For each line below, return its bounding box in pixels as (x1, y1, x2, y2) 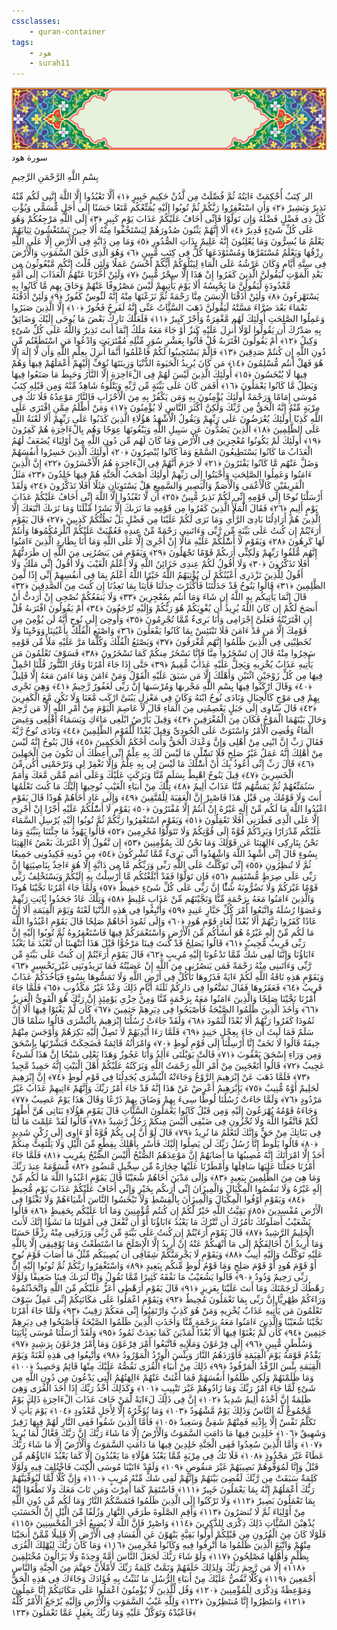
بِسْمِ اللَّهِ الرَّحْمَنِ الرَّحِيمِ (11, 171, 99, 183)
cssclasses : (11, 16, 61, 26)
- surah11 (29, 58, 71, 69)
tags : (11, 37, 34, 47)
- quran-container (29, 26, 106, 37)
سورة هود (11, 151, 48, 164)
